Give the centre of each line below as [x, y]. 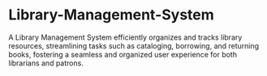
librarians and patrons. [46, 63]
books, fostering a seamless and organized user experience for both [123, 54]
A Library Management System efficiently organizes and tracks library [125, 37]
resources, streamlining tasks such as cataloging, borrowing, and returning [134, 45]
